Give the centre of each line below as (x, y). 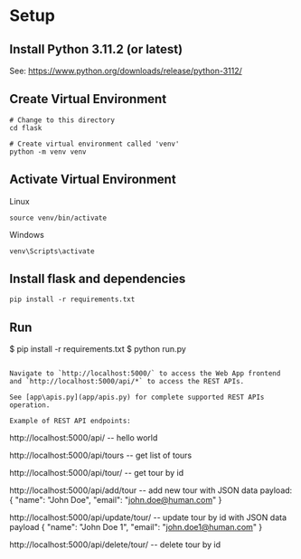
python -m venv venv (48, 152)
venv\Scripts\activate (52, 251)
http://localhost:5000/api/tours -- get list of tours (101, 455)
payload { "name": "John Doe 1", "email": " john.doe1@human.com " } (136, 527)
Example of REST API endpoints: (70, 422)
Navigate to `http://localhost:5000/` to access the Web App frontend (145, 374)
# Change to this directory (62, 120)
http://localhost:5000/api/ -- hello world (84, 438)
